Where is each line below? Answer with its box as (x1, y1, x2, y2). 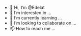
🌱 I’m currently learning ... (9, 15, 62, 20)
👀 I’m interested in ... (9, 10, 52, 16)
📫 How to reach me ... (9, 26, 55, 31)
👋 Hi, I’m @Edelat (9, 5, 45, 10)
